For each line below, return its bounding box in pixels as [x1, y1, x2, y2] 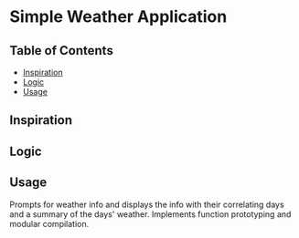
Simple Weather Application [9, 6, 228, 27]
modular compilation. [9, 218, 90, 229]
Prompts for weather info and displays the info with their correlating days [9, 199, 285, 210]
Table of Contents [9, 43, 114, 58]
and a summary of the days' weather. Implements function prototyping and [9, 208, 292, 220]
